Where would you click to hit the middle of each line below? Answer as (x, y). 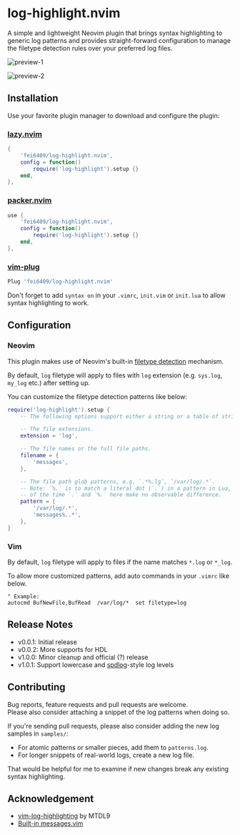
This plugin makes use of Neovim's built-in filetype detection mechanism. (116, 361)
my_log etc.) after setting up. (49, 382)
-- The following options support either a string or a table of (120, 416)
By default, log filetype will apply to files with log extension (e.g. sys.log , (115, 375)
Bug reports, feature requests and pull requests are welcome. (97, 704)
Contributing (36, 687)
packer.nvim (30, 200)
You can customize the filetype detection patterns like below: (97, 396)
